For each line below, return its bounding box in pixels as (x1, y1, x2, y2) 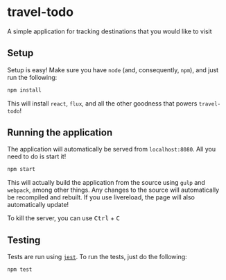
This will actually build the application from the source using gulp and (7, 179, 206, 187)
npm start (7, 166, 36, 173)
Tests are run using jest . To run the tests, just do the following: (7, 253, 187, 261)
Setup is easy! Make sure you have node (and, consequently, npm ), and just (7, 65, 219, 74)
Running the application (7, 126, 113, 139)
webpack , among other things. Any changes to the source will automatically (7, 186, 220, 195)
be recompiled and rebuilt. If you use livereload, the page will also (7, 193, 195, 201)
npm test (7, 266, 33, 273)
